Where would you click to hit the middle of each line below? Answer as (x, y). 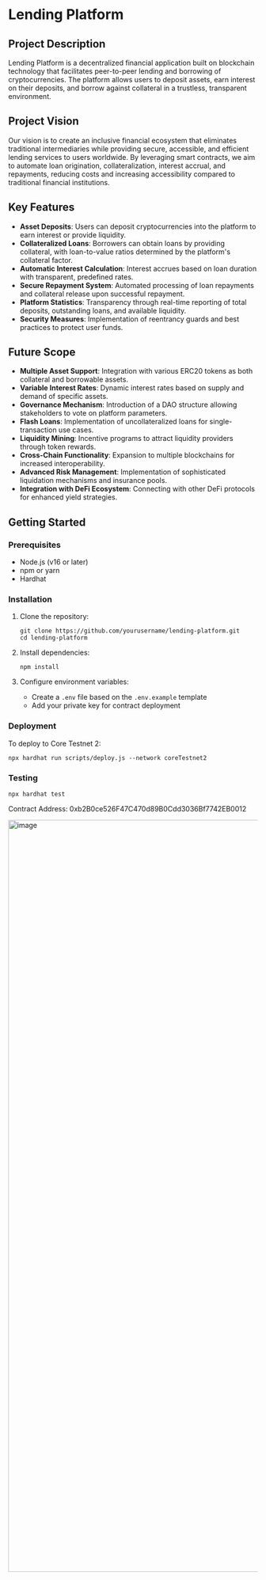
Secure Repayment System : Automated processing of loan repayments (137, 285)
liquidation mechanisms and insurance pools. (93, 480)
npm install (39, 667)
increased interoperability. (62, 464)
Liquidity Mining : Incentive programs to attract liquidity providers (126, 439)
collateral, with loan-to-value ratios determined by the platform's (125, 252)
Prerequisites (34, 545)
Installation (30, 599)
